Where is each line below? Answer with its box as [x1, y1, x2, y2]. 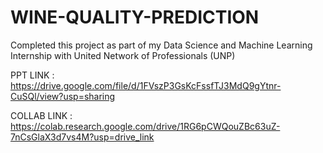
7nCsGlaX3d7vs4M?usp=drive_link [10, 131, 155, 143]
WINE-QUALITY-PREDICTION [10, 6, 260, 29]
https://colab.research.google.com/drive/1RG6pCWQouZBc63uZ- [10, 120, 281, 132]
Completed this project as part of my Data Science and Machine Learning [10, 39, 313, 51]
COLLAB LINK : [10, 109, 73, 121]
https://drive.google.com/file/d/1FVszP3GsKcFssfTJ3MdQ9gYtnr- [10, 79, 282, 91]
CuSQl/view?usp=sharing [10, 90, 116, 102]
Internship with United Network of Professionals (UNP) [10, 49, 236, 61]
